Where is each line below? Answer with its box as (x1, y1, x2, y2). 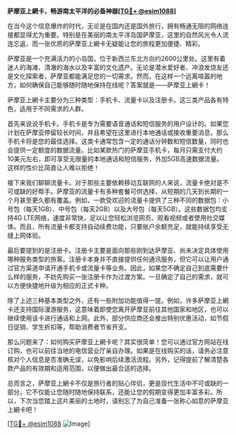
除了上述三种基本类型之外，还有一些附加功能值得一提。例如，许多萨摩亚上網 (7, 296, 229, 305)
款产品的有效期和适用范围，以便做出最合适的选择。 (7, 364, 155, 372)
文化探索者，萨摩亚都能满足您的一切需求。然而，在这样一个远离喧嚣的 (13, 72, 216, 80)
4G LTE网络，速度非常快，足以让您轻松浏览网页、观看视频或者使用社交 (13, 214, 219, 222)
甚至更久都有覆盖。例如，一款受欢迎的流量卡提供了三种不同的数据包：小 (19, 196, 229, 204)
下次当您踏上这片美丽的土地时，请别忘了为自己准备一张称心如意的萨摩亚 (19, 397, 229, 405)
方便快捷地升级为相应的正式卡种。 (13, 282, 112, 289)
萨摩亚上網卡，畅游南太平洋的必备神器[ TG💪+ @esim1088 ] (7, 7, 177, 15)
